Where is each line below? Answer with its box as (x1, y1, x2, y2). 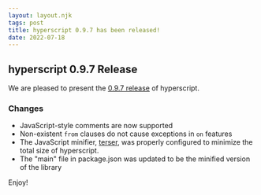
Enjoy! (8, 178, 29, 187)
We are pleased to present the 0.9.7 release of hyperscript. (8, 83, 199, 93)
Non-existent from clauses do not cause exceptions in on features (19, 129, 233, 138)
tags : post (8, 19, 44, 27)
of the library (19, 163, 62, 172)
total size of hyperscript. (19, 146, 99, 156)
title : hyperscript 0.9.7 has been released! (8, 26, 160, 34)
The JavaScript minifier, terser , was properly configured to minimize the (19, 138, 253, 147)
